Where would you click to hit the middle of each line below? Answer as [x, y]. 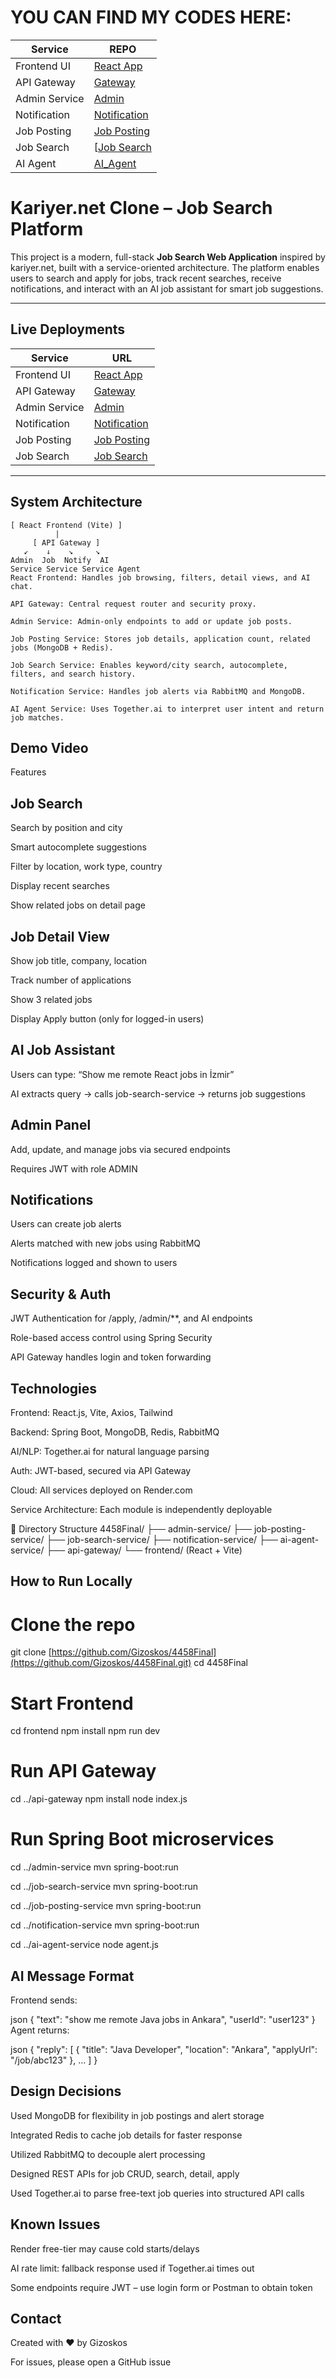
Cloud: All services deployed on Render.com [101, 1490]
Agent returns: [40, 2030]
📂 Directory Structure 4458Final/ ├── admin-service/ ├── [131, 1529]
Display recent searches [60, 886]
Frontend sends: [44, 2000]
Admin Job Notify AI [60, 560]
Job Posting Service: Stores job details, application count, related [160, 639]
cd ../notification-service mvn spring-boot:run [105, 1925]
